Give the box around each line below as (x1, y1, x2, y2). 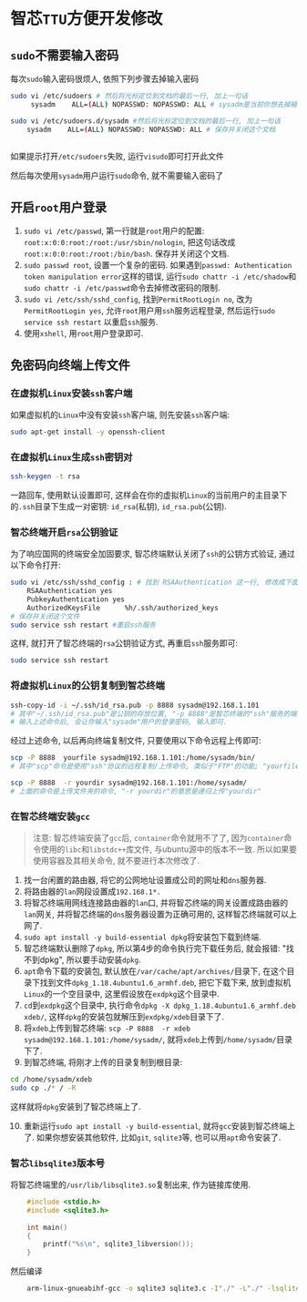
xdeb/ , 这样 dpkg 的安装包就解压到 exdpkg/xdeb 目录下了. (23, 1011, 225, 1022)
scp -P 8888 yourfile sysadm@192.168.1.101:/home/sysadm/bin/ (10, 754, 256, 763)
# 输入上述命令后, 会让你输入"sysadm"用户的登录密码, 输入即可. (10, 717, 228, 727)
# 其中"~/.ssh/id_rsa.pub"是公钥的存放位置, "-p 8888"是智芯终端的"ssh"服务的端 (10, 709, 297, 718)
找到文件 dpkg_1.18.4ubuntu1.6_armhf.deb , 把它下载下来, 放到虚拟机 (39, 977, 292, 989)
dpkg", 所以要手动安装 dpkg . (39, 954, 141, 966)
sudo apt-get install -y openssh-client (10, 427, 167, 436)
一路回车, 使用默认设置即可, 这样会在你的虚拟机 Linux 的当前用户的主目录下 (10, 489, 288, 500)
